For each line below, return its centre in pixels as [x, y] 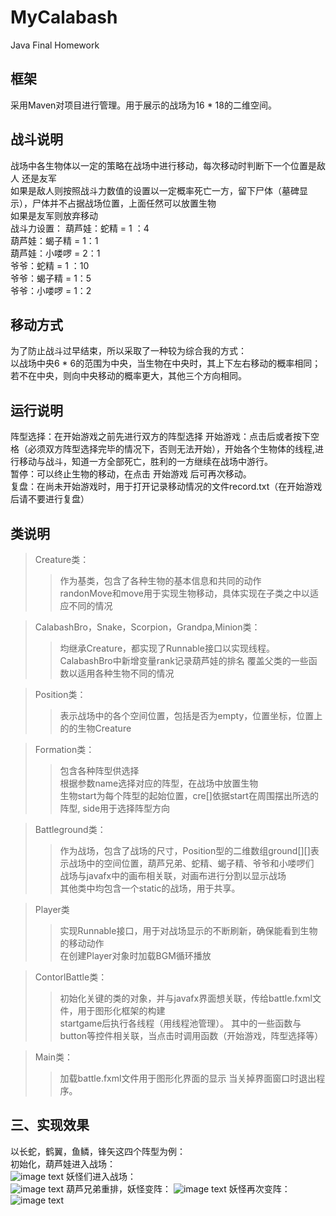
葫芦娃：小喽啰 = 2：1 [55, 253]
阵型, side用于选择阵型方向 [115, 808]
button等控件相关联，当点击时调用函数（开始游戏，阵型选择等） [191, 1035]
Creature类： [62, 559]
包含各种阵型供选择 [99, 770]
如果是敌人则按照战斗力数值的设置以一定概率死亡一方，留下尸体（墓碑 [155, 190]
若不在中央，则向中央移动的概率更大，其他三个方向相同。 [128, 376]
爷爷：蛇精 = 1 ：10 [50, 265]
